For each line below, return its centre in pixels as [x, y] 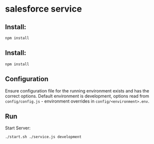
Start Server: [18, 128]
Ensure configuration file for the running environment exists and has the [77, 90]
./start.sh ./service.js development [43, 137]
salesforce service [43, 9]
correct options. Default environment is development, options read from [77, 96]
